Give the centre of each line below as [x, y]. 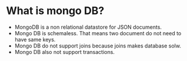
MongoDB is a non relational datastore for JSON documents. [88, 27]
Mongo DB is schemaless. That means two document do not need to [98, 33]
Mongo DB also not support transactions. [65, 52]
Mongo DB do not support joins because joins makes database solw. [98, 46]
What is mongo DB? [55, 11]
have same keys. [35, 39]
